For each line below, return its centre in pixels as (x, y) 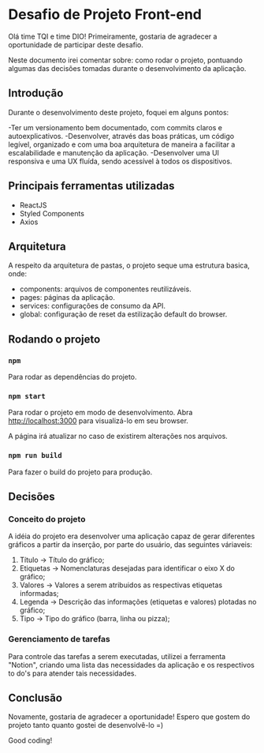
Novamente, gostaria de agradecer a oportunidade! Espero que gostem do (129, 717)
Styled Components (52, 213)
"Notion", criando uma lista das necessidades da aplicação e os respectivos (131, 665)
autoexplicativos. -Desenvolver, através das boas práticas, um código (121, 136)
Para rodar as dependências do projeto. (73, 377)
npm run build (35, 456)
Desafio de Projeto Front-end (105, 15)
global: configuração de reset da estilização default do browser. (123, 314)
